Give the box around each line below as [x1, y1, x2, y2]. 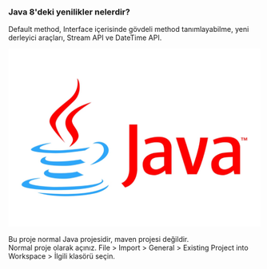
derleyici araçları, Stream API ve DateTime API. [8, 33, 162, 42]
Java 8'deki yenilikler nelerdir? [8, 6, 130, 18]
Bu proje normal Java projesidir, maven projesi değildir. [8, 234, 189, 243]
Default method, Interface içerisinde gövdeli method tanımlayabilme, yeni [8, 25, 249, 34]
